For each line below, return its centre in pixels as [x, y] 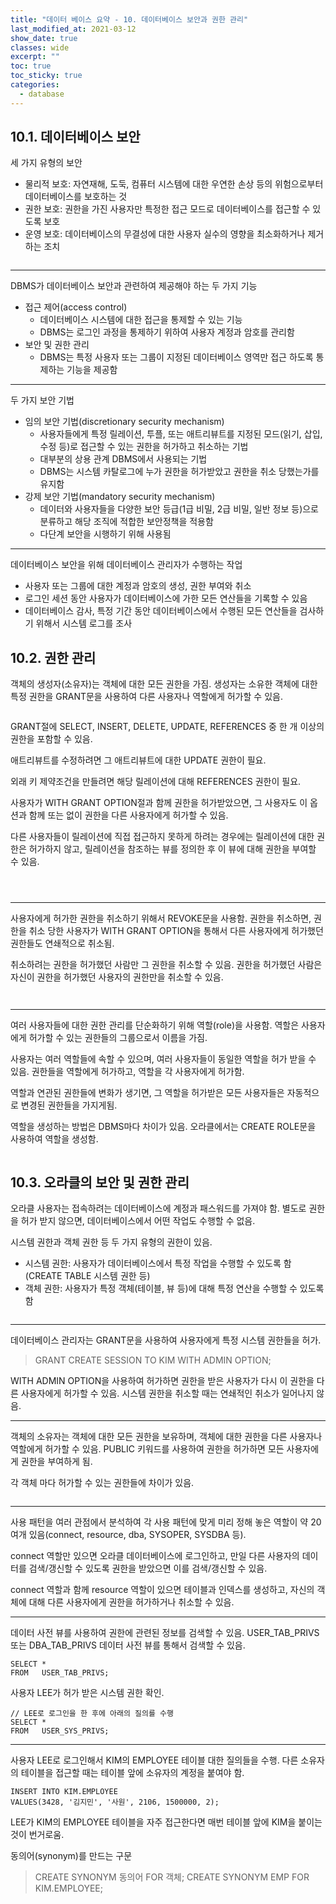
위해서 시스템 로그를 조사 [84, 623]
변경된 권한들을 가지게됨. [69, 1105]
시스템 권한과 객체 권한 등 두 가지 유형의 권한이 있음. [111, 1242]
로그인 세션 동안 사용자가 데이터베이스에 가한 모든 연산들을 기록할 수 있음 [166, 598]
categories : [35, 85]
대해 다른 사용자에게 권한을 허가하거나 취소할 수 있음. [131, 1602]
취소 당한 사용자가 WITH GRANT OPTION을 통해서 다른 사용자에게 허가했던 [176, 931]
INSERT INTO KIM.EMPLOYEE [64, 1792]
